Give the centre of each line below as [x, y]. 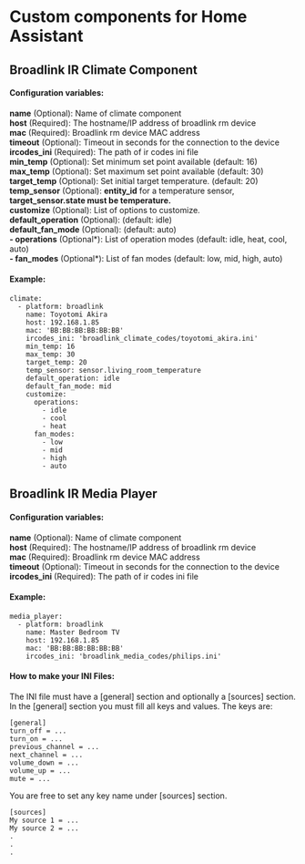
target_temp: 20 [57, 362]
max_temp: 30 [51, 354]
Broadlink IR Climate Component [104, 70]
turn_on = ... [36, 739]
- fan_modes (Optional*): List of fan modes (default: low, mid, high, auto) [146, 258]
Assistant [46, 36]
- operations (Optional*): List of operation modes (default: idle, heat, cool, [148, 239]
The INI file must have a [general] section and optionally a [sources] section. [152, 696]
